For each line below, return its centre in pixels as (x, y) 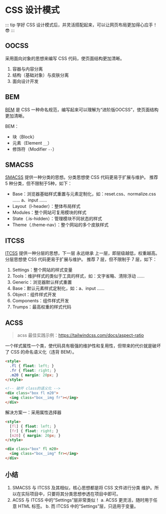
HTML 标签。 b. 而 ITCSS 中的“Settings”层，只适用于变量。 (78, 506)
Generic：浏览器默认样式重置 (42, 282)
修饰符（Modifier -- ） (35, 149)
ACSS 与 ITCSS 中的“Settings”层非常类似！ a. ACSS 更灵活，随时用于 (83, 500)
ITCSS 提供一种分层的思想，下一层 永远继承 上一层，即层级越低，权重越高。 (83, 253)
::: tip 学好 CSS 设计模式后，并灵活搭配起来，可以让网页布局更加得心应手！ (81, 25)
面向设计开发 (25, 81)
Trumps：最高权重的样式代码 (42, 307)
